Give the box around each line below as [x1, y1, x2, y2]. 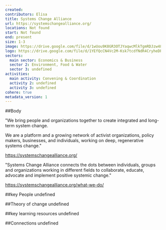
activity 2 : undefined [9, 80, 56, 85]
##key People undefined [5, 192, 55, 197]
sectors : [5, 53, 23, 58]
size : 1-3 [5, 39, 26, 44]
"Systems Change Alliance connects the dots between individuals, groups [5, 162, 156, 168]
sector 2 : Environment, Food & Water [9, 62, 87, 67]
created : [5, 7, 23, 12]
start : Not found [5, 30, 41, 35]
